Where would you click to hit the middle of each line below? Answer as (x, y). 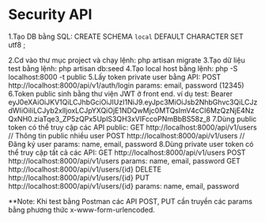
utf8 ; (17, 44)
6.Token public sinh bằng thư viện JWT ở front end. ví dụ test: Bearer (121, 93)
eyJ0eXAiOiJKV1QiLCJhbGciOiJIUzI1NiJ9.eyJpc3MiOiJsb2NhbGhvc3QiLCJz (133, 102)
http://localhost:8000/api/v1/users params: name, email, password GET (125, 160)
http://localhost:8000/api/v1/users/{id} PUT (79, 177)
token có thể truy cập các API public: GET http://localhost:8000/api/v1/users (132, 127)
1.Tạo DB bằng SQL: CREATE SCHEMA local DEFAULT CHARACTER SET (126, 36)
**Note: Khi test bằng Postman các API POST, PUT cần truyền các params (131, 201)
